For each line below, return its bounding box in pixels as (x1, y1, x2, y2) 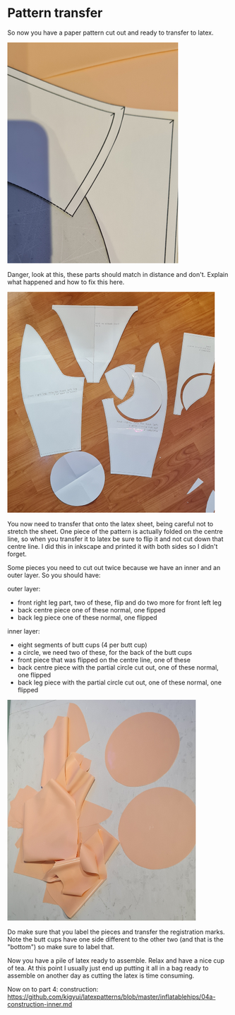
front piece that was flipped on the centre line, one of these (17, 655, 191, 664)
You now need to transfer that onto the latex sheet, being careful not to (7, 519, 214, 528)
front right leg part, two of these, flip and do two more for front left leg (17, 598, 222, 607)
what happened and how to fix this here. (7, 278, 125, 286)
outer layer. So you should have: (7, 571, 101, 579)
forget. (7, 550, 27, 558)
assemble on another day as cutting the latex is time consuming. (7, 971, 195, 980)
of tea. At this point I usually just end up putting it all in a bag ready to (7, 963, 209, 972)
